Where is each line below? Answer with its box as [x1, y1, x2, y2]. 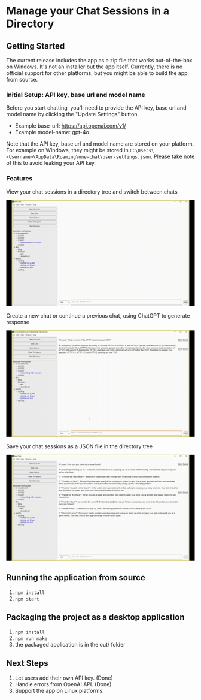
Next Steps [6, 658, 48, 669]
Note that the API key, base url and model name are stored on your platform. [6, 140, 194, 147]
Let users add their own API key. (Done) [14, 674, 114, 681]
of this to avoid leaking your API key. [6, 159, 96, 167]
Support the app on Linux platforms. [14, 687, 104, 694]
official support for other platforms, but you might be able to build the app [6, 70, 188, 76]
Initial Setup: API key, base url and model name [6, 90, 145, 99]
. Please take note [150, 153, 195, 160]
